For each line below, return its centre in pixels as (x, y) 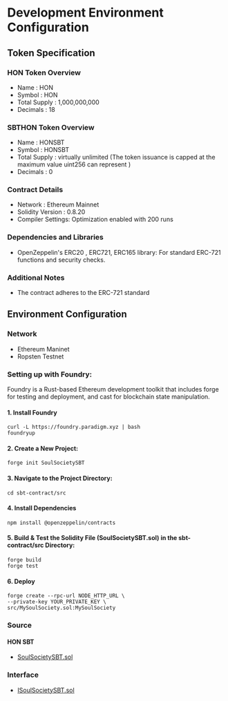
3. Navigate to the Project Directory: (60, 479)
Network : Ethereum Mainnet (58, 204)
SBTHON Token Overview (51, 127)
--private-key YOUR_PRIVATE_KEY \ (57, 602)
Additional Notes (36, 278)
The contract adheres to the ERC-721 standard (83, 293)
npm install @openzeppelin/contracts (61, 523)
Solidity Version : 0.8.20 (51, 212)
